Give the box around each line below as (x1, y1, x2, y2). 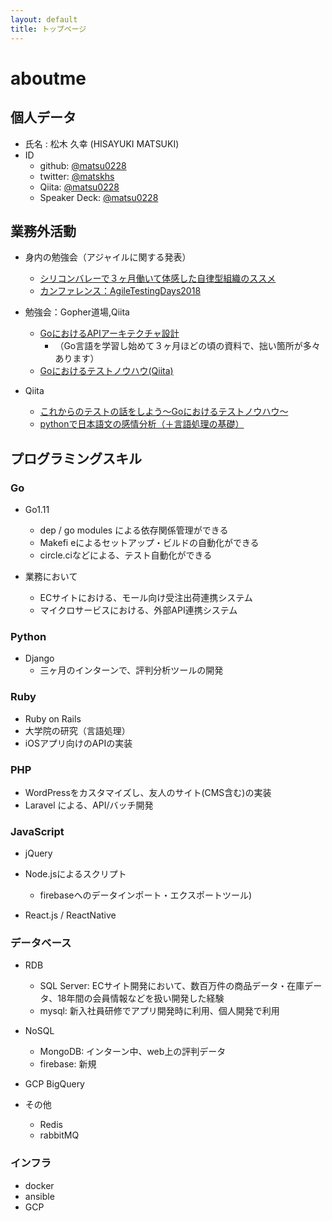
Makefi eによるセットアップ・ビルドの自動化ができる (39, 537, 260, 548)
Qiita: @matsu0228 (39, 181, 120, 193)
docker (24, 1179, 55, 1191)
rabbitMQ (39, 1129, 80, 1141)
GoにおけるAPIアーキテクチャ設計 (39, 327, 180, 340)
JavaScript (10, 824, 65, 838)
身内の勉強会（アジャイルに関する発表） (24, 251, 192, 263)
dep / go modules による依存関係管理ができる (39, 524, 229, 536)
